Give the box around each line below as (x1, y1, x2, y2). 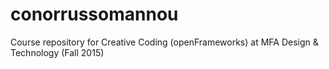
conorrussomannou (10, 3, 179, 26)
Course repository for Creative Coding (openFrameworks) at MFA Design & (10, 36, 319, 48)
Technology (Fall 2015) (10, 46, 105, 58)
